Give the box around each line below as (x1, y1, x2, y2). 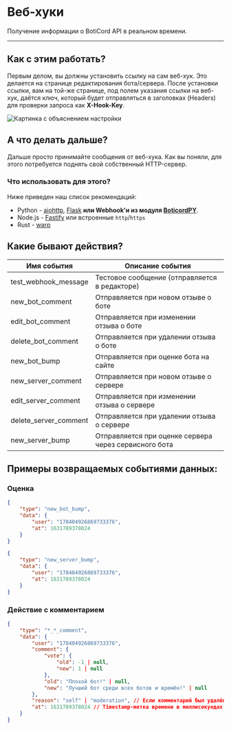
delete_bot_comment (10, 336, 79, 346)
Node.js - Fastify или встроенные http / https (16, 213, 146, 221)
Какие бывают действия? (7, 240, 124, 252)
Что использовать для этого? (7, 177, 111, 187)
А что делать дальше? (7, 134, 108, 146)
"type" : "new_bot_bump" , (19, 505, 91, 513)
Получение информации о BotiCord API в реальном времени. (7, 27, 188, 35)
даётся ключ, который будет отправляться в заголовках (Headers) (20, 94, 217, 102)
